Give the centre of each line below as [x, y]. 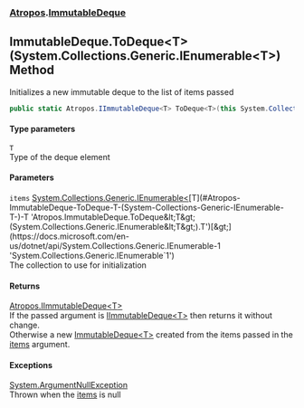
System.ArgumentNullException [69, 385]
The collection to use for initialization [78, 265]
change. [25, 325]
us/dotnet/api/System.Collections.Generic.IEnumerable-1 [115, 246]
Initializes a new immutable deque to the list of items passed [122, 91]
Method [32, 70]
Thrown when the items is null [65, 394]
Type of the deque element [60, 157]
